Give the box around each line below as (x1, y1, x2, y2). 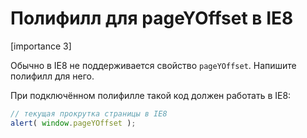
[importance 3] (10, 40, 72, 52)
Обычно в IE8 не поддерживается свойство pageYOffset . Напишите (10, 59, 297, 71)
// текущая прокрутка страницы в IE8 (10, 108, 168, 119)
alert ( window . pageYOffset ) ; (10, 118, 137, 128)
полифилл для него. (10, 70, 95, 82)
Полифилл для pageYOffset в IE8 (10, 7, 294, 30)
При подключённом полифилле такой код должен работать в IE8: (10, 89, 292, 101)
